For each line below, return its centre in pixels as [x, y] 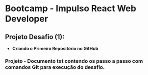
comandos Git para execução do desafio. [55, 67]
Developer [26, 19]
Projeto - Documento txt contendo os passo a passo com [74, 61]
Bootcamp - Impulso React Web [71, 9]
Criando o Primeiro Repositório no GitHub [55, 48]
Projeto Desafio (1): [35, 37]
